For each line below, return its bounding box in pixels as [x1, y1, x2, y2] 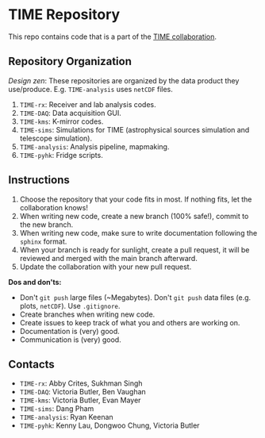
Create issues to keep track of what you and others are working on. [19, 317, 240, 327]
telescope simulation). [19, 133, 93, 143]
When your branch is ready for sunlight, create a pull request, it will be [19, 244, 250, 255]
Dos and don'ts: [8, 277, 62, 286]
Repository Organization [8, 55, 132, 68]
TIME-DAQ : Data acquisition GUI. [19, 108, 121, 117]
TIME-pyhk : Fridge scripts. [19, 150, 103, 159]
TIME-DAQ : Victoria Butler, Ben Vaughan [19, 387, 147, 397]
